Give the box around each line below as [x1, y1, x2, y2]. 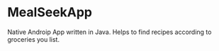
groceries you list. [7, 35, 60, 43]
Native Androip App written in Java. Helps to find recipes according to [7, 28, 212, 36]
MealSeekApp [7, 4, 93, 21]
